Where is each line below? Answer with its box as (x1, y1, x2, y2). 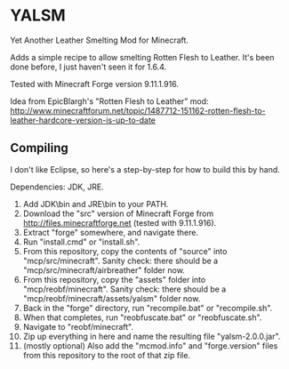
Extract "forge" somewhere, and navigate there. (22, 227, 199, 237)
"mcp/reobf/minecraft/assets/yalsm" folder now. (22, 293, 201, 303)
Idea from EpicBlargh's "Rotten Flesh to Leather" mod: (10, 95, 209, 107)
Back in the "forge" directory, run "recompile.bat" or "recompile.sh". (22, 302, 273, 313)
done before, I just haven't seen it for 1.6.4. (10, 61, 167, 72)
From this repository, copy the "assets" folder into (22, 274, 206, 285)
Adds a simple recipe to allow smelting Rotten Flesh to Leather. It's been (10, 52, 275, 62)
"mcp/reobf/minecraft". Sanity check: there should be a (22, 284, 227, 294)
